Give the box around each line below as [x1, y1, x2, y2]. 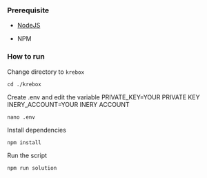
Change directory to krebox [7, 68, 85, 76]
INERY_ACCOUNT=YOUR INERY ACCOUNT [7, 100, 130, 108]
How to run [7, 52, 45, 61]
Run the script [7, 151, 47, 159]
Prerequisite [7, 6, 50, 15]
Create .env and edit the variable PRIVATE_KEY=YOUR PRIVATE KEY [7, 92, 200, 101]
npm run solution [7, 164, 57, 171]
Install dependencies [7, 126, 67, 134]
